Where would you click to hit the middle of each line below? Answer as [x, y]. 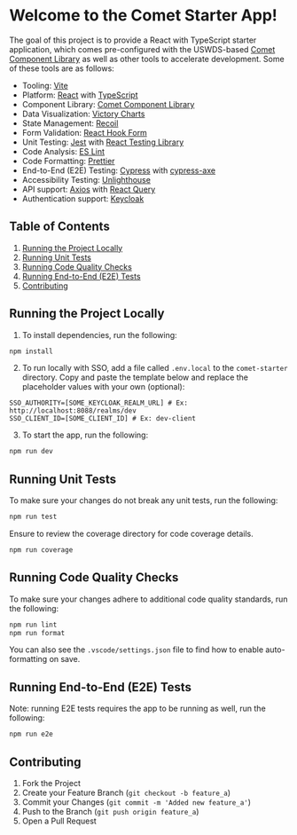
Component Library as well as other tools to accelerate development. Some [147, 59]
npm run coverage [41, 550]
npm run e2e [31, 734]
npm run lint [33, 625]
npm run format [37, 633]
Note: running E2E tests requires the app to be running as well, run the [137, 709]
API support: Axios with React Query [89, 189]
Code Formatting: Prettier [68, 161]
